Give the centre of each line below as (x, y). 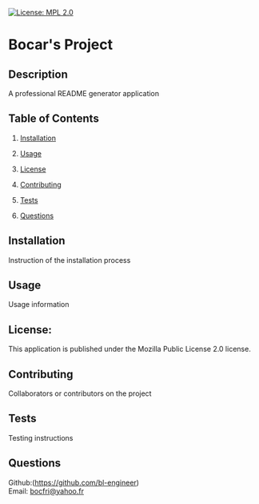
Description (38, 74)
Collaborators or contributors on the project (80, 393)
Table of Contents (54, 119)
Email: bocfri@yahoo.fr (46, 491)
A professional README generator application (84, 93)
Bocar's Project (61, 45)
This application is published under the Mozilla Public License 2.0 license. (130, 349)
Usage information (39, 304)
